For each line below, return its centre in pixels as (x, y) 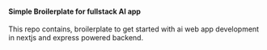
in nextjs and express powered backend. (76, 38)
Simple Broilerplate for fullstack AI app (75, 11)
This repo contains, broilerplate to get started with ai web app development (134, 29)
